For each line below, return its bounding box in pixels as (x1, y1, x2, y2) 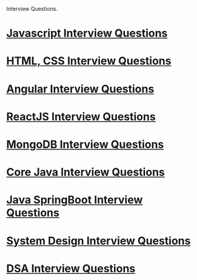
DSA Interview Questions (6, 261, 136, 275)
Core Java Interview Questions (6, 165, 165, 179)
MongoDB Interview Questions (6, 137, 164, 151)
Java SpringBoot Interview (6, 193, 143, 207)
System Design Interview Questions (6, 234, 191, 248)
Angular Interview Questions (6, 82, 155, 96)
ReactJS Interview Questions (6, 109, 156, 123)
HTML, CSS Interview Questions (6, 54, 172, 68)
